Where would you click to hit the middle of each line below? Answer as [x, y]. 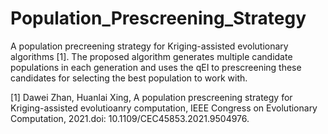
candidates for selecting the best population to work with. [129, 78]
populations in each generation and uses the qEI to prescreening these [156, 67]
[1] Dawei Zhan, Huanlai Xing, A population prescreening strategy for [151, 97]
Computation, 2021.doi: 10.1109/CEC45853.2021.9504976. [130, 118]
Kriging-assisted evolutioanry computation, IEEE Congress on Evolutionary [164, 108]
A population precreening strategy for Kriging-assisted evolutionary [149, 46]
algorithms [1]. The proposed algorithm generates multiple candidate [151, 56]
